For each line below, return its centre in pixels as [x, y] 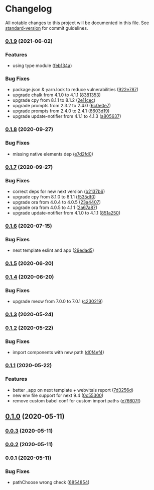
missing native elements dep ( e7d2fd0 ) [53, 154]
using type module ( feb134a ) [42, 65]
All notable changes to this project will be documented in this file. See [77, 23]
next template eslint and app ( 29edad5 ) [53, 250]
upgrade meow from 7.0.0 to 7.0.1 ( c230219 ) [58, 301]
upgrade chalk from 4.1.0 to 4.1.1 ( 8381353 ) [57, 95]
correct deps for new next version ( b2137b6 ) [59, 191]
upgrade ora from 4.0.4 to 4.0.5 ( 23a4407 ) [57, 202]
